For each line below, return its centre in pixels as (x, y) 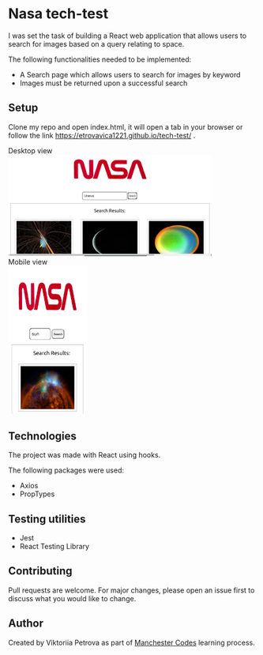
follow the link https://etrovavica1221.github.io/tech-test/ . (102, 135)
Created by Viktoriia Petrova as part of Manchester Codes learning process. (131, 642)
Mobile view (28, 262)
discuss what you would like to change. (72, 598)
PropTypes (37, 494)
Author (26, 624)
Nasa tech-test (58, 14)
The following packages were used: (66, 470)
